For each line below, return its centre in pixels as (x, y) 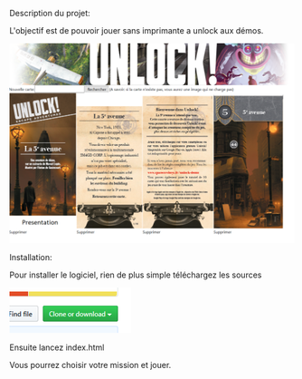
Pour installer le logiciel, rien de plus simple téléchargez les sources (136, 275)
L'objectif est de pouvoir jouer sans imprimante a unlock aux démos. (137, 30)
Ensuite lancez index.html (57, 347)
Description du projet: (50, 13)
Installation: (31, 257)
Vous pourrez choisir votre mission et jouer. (90, 364)
